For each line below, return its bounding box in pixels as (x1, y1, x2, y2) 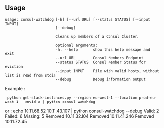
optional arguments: (55, 43, 98, 48)
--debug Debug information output (55, 77, 146, 82)
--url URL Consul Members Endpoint (55, 55, 144, 60)
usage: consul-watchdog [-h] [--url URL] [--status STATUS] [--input (5, 17, 151, 22)
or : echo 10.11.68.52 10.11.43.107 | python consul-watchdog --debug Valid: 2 (5, 108, 159, 114)
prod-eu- (139, 95, 157, 100)
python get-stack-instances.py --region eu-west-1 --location (7, 95, 137, 100)
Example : (5, 85, 26, 91)
